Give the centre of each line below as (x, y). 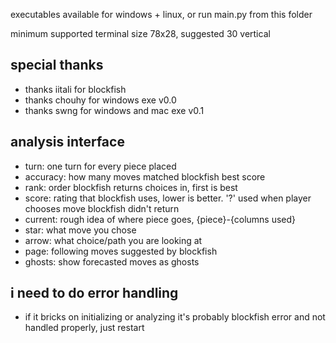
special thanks (57, 65)
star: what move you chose (80, 230)
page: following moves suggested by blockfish (121, 251)
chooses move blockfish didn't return (102, 208)
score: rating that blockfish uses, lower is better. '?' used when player (168, 198)
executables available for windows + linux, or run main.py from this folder (161, 14)
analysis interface (67, 142)
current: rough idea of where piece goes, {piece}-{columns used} (160, 219)
